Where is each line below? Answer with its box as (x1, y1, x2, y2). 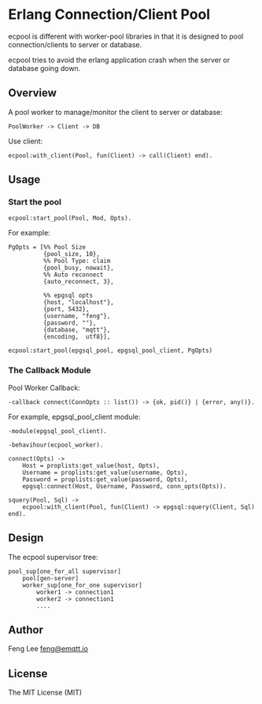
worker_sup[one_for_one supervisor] (22, 581, 143, 589)
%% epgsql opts (42, 291, 93, 300)
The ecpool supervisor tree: (8, 552, 98, 561)
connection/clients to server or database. (8, 39, 142, 49)
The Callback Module (8, 365, 92, 376)
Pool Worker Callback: (8, 383, 80, 392)
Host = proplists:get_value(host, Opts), (22, 461, 160, 469)
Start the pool (8, 197, 61, 208)
